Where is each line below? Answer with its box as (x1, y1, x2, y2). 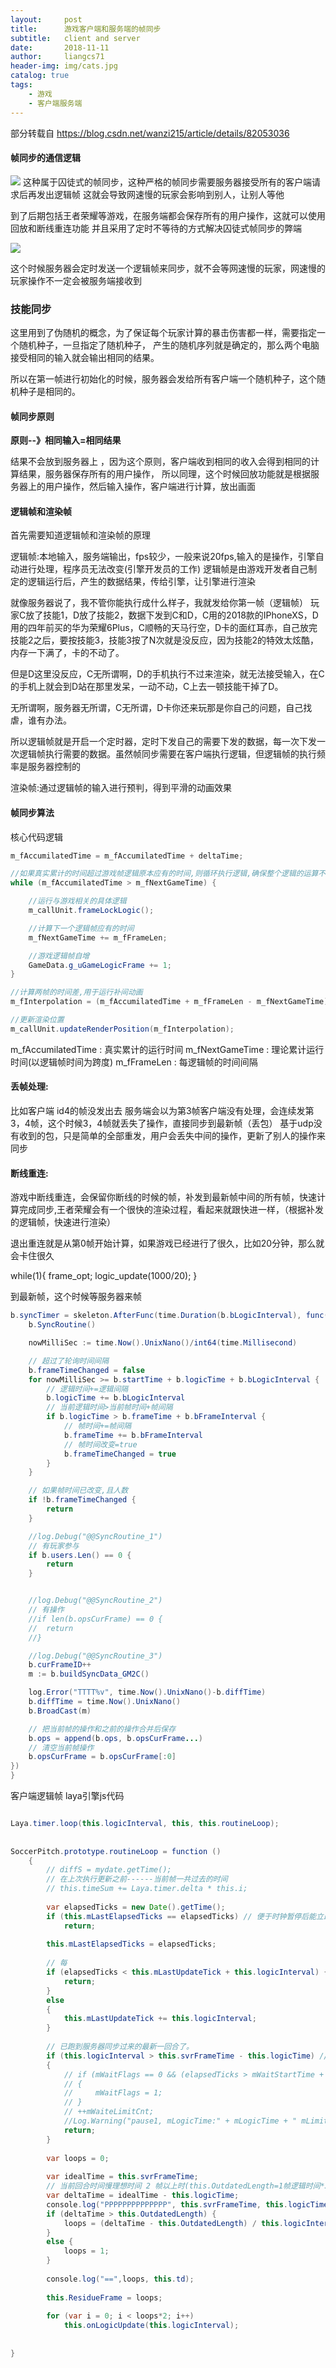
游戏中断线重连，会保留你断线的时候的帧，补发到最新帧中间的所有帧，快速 (10, 1191, 317, 1203)
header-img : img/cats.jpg (10, 61, 118, 71)
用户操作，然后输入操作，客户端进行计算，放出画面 (44, 481, 256, 493)
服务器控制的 (27, 761, 81, 773)
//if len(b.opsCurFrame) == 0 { (28, 1614, 163, 1624)
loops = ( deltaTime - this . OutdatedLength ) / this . (63, 2218, 284, 2228)
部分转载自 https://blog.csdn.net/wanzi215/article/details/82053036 (10, 127, 290, 139)
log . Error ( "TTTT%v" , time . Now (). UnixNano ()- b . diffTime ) (28, 1687, 267, 1698)
